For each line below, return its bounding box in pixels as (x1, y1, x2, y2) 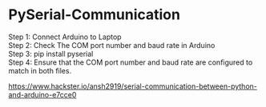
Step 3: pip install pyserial (8, 49, 94, 58)
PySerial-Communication (8, 6, 180, 24)
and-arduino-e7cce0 (8, 89, 77, 99)
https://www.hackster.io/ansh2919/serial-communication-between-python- (8, 81, 258, 91)
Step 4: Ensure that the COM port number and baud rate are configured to (8, 57, 253, 67)
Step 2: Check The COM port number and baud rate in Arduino (8, 40, 216, 50)
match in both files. (8, 65, 72, 75)
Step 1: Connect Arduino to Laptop (8, 32, 122, 42)
